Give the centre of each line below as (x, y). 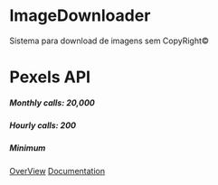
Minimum (28, 148)
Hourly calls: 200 (43, 125)
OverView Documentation (57, 171)
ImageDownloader (80, 16)
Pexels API (50, 77)
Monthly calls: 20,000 (52, 102)
